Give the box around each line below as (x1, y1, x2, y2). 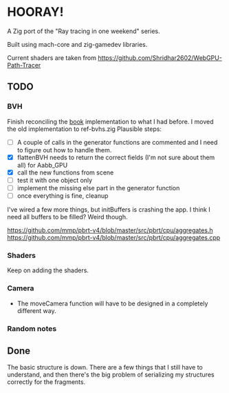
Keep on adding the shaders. (7, 266, 89, 274)
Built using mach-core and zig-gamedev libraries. (7, 40, 148, 48)
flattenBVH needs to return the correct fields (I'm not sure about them (17, 153, 215, 161)
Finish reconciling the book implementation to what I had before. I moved (7, 117, 214, 125)
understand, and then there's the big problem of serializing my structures (7, 370, 215, 379)
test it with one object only (17, 176, 93, 184)
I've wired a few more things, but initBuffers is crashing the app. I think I (7, 205, 211, 214)
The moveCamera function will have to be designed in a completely (17, 299, 208, 308)
